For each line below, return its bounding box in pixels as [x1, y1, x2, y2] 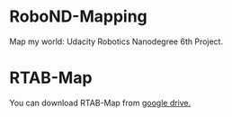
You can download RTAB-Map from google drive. [9, 97, 192, 108]
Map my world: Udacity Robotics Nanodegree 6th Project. [9, 36, 223, 47]
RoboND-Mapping [9, 6, 148, 27]
